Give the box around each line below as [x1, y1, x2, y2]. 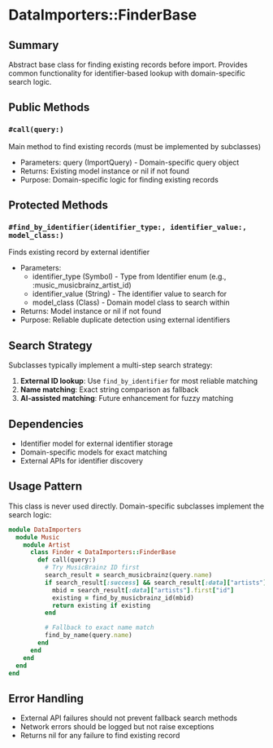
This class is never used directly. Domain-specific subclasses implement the [8, 501, 265, 511]
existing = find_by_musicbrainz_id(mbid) [51, 593, 195, 602]
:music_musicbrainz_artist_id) [32, 280, 132, 290]
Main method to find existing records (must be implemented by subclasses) [8, 141, 262, 152]
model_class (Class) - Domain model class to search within [32, 297, 230, 307]
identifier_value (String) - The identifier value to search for [32, 289, 227, 299]
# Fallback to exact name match [44, 623, 154, 632]
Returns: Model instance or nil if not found [19, 306, 162, 316]
